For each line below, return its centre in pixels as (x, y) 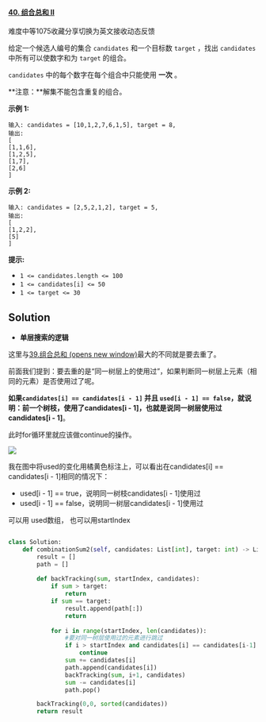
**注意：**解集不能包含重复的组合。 (67, 92)
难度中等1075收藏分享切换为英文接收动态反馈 (82, 31)
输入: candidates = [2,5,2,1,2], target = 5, (83, 208)
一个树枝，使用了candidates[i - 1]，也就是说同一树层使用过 (125, 408)
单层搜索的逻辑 (44, 338)
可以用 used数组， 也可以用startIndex (69, 520)
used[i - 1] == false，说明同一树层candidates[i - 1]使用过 (112, 504)
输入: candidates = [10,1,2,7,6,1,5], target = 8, (92, 125)
